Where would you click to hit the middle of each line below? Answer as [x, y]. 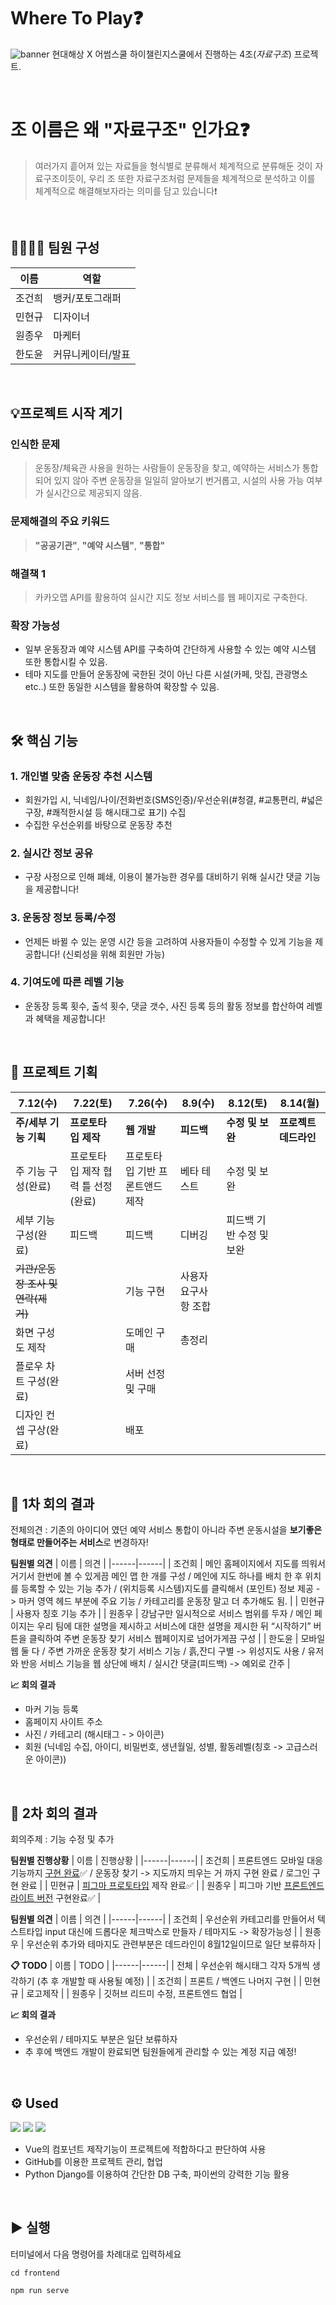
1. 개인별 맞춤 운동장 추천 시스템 [81, 776]
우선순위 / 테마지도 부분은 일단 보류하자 [101, 2039]
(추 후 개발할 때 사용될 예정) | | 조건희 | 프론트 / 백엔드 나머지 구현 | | [169, 1981]
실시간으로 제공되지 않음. [94, 493]
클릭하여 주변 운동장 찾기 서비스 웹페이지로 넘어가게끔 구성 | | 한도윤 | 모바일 [177, 1639]
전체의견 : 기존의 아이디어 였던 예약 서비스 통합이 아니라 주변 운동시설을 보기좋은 [166, 1530]
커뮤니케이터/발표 [92, 354]
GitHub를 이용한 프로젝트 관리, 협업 [93, 2162]
